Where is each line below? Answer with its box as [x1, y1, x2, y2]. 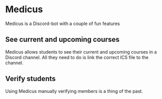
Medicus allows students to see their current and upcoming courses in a [5, 48, 157, 55]
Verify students [5, 75, 56, 83]
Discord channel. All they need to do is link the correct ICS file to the [5, 54, 149, 60]
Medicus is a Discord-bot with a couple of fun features [5, 20, 120, 27]
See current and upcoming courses [5, 35, 120, 44]
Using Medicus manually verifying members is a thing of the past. [5, 88, 143, 94]
